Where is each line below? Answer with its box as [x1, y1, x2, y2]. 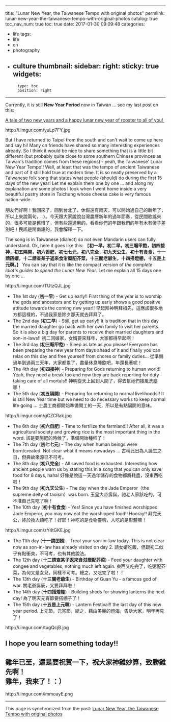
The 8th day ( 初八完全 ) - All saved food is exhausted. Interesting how [12, 460, 158, 466]
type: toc [17, 83, 38, 88]
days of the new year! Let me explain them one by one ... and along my [5, 180, 154, 186]
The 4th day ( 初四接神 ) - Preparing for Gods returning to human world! [12, 366, 161, 372]
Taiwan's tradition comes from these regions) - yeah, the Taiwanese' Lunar [5, 158, 163, 164]
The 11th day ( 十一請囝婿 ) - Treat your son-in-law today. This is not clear [12, 537, 164, 544]
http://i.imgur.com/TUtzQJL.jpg [5, 282, 71, 288]
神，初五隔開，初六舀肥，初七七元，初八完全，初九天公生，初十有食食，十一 [5, 249, 166, 255]
